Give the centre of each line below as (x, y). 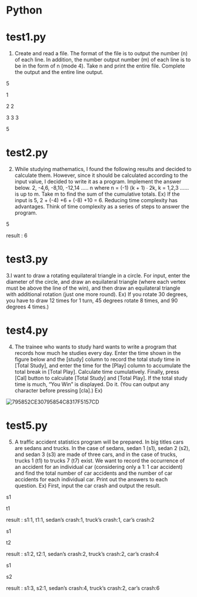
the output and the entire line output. (59, 72)
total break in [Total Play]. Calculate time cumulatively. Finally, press (97, 371)
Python (24, 10)
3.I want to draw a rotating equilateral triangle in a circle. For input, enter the (98, 276)
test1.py (26, 37)
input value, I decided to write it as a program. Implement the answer (98, 182)
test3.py (27, 259)
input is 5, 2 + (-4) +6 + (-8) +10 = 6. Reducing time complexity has (96, 200)
